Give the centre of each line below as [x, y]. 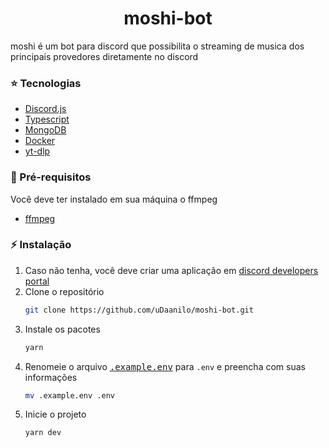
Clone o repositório [64, 291]
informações [51, 377]
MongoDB [45, 130]
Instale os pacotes [62, 329]
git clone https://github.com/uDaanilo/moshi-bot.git [139, 310]
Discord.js [45, 109]
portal [37, 281]
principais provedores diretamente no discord [104, 56]
